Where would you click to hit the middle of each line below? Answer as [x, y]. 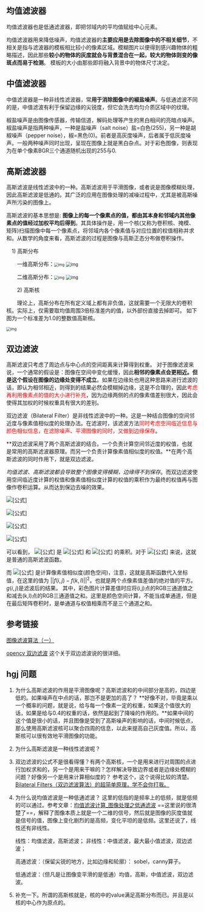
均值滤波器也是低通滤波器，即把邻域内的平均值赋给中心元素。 [83, 27]
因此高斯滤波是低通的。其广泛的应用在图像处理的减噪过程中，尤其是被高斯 [99, 195]
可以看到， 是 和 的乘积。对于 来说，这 [99, 552]
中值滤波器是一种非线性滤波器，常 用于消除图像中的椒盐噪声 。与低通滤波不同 [102, 99]
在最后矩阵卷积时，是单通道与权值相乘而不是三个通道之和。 [81, 603]
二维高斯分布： [36, 277]
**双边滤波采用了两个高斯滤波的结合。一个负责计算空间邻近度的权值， [94, 444]
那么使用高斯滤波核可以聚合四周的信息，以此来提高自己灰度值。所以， [103, 728]
